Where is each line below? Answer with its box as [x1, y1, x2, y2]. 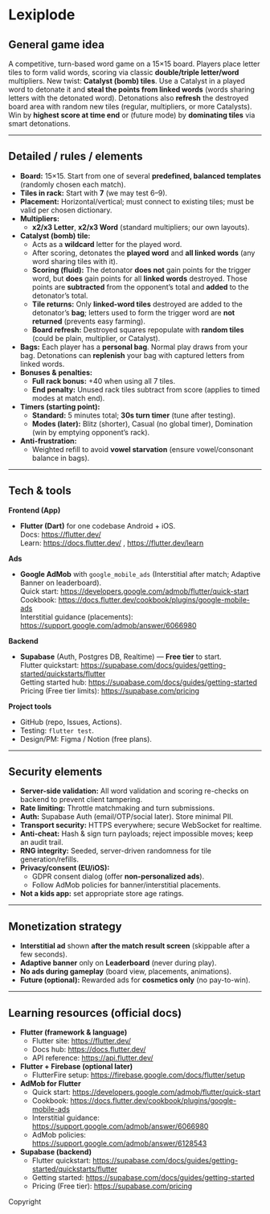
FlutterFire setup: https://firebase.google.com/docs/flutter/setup [31, 1070, 245, 1080]
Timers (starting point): [19, 401, 100, 411]
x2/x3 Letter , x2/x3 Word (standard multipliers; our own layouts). [31, 222, 250, 232]
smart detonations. [8, 119, 71, 128]
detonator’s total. [31, 290, 88, 300]
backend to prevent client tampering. [19, 795, 143, 805]
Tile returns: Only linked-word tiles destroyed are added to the [31, 299, 243, 309]
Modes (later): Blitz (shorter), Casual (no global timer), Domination [31, 418, 253, 428]
